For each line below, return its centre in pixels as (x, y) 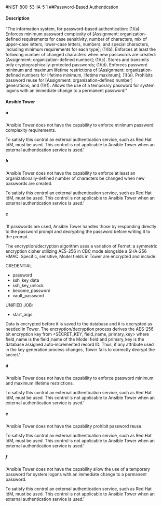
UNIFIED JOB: (19, 305)
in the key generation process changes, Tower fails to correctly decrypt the (80, 349)
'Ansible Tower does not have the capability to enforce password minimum (80, 378)
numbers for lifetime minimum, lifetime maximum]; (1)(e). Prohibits (88, 75)
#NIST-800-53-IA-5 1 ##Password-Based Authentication (62, 7)
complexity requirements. (31, 130)
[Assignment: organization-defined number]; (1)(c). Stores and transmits (77, 60)
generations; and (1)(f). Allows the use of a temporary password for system (80, 85)
